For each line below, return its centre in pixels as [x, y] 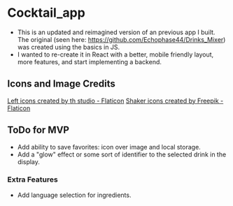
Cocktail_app [46, 13]
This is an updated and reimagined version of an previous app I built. [116, 32]
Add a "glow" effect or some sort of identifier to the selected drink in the [122, 154]
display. [29, 161]
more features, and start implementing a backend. [90, 61]
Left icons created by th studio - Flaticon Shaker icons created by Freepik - [115, 101]
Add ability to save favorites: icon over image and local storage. [109, 147]
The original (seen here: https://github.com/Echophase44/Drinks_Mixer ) [121, 39]
